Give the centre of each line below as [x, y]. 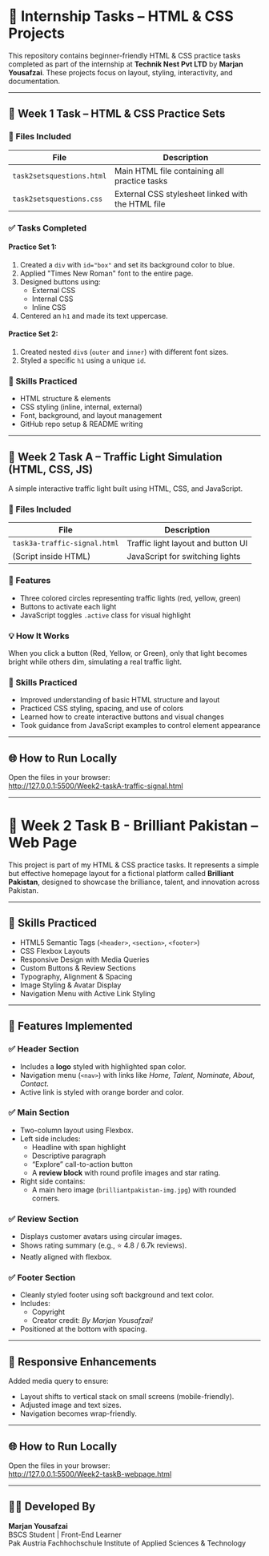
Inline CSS [49, 307]
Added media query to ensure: [59, 1381]
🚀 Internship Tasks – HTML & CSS [121, 16]
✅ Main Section [39, 1112]
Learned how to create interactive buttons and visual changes [122, 717]
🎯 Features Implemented [70, 1026]
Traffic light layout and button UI [187, 544]
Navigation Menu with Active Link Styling [88, 993]
